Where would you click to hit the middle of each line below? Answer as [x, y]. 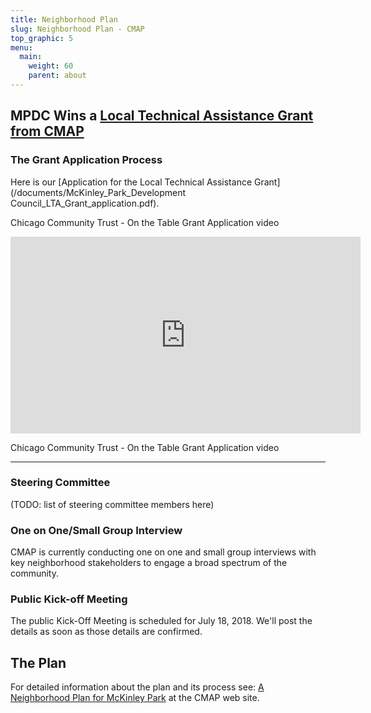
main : [31, 57]
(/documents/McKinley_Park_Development [98, 192]
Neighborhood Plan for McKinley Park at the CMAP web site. [135, 698]
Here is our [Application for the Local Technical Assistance [131, 182]
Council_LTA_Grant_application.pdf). [85, 203]
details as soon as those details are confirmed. [106, 632]
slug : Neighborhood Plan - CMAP [77, 29]
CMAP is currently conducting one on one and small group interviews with [163, 552]
